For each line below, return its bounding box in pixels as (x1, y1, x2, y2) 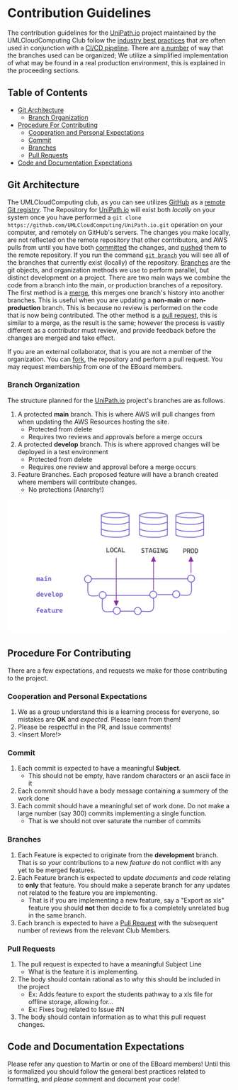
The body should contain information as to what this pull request (17, 1013, 207, 1021)
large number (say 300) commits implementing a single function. (17, 809, 207, 817)
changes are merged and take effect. (7, 334, 115, 342)
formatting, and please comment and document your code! (7, 1074, 180, 1083)
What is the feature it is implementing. (28, 967, 140, 976)
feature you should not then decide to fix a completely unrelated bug (28, 903, 229, 912)
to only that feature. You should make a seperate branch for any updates (17, 881, 230, 889)
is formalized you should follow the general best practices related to (7, 1067, 206, 1076)
